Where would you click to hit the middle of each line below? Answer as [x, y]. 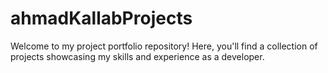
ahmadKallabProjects [101, 18]
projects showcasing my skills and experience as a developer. [137, 56]
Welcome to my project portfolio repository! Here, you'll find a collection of [164, 46]
